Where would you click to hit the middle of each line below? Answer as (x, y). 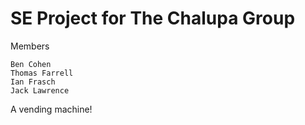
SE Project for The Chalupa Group (153, 18)
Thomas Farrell (42, 73)
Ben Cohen (31, 64)
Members (30, 46)
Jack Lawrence (40, 90)
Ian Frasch (33, 82)
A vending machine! (51, 109)
